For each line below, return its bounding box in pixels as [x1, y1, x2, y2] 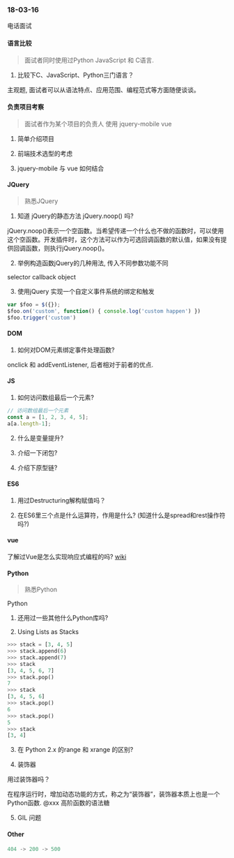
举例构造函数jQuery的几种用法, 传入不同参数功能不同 [17, 258, 169, 267]
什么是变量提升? [17, 434, 64, 442]
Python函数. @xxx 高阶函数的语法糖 [7, 799, 110, 807]
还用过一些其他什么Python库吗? [17, 614, 109, 622]
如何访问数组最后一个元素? [17, 393, 94, 401]
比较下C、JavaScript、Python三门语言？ [17, 71, 134, 79]
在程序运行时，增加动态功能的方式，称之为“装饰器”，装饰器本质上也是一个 [7, 790, 221, 799]
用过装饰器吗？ [7, 775, 50, 783]
